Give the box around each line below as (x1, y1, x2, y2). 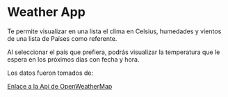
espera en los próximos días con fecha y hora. (7, 55, 140, 63)
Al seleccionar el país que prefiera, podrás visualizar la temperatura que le (7, 48, 220, 56)
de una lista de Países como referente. (7, 34, 117, 42)
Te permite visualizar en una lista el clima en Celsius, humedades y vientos (7, 27, 222, 35)
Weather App (7, 4, 85, 20)
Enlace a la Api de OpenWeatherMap (7, 82, 113, 90)
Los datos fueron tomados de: (7, 69, 94, 77)
